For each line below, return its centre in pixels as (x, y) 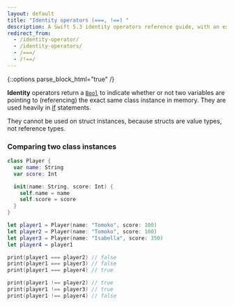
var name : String (39, 167)
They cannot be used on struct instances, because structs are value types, (115, 121)
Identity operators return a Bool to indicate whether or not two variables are (116, 92)
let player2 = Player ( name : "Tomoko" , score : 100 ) (82, 231)
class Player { (29, 161)
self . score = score (48, 200)
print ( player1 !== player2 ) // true (60, 283)
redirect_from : (29, 33)
